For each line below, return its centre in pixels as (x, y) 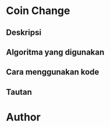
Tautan (19, 92)
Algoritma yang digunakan (55, 52)
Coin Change (38, 11)
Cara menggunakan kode (53, 72)
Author (23, 117)
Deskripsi (24, 32)
